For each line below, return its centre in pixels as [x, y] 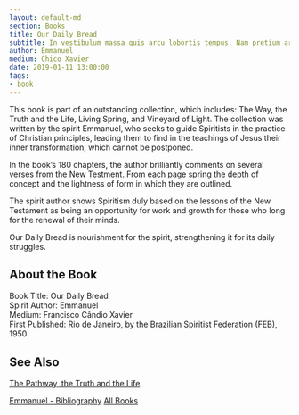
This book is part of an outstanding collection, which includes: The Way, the [148, 109]
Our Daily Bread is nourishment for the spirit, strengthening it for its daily [142, 237]
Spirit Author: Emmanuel [54, 305]
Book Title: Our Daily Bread [59, 296]
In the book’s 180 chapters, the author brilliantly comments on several [137, 164]
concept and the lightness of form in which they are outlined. [121, 183]
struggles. [28, 246]
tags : [19, 76]
